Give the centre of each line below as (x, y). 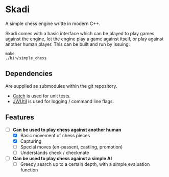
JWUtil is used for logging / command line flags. (63, 101)
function (29, 170)
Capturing (31, 141)
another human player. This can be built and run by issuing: (68, 44)
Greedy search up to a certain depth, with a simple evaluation (85, 164)
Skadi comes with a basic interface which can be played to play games (80, 33)
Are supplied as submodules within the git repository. (61, 86)
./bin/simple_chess (26, 58)
